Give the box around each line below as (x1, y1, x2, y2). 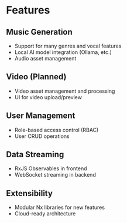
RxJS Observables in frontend (14, 165, 87, 172)
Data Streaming (6, 150, 64, 160)
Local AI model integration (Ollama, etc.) (14, 49, 112, 56)
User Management (6, 111, 75, 121)
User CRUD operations (14, 133, 70, 140)
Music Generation (6, 27, 73, 37)
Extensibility (6, 188, 53, 198)
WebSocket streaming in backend (14, 171, 97, 178)
